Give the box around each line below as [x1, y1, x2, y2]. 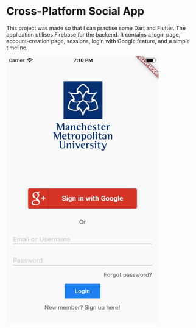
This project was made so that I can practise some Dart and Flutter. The [6, 24, 186, 32]
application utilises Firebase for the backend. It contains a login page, [6, 30, 181, 38]
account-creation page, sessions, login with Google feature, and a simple [6, 37, 190, 45]
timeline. [6, 44, 28, 51]
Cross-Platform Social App [6, 4, 145, 18]
